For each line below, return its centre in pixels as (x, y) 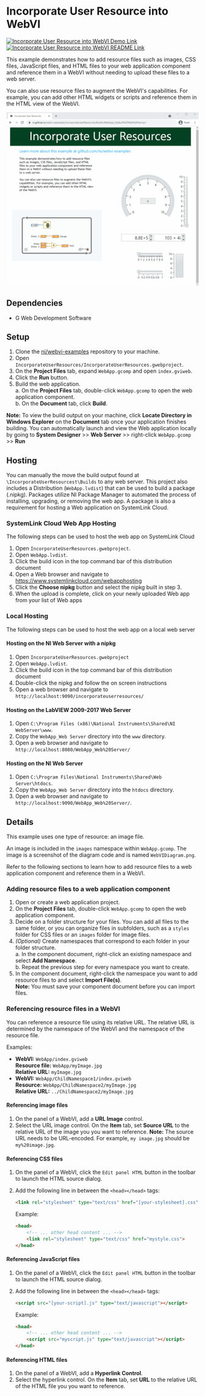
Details (20, 822)
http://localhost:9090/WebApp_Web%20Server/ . (74, 803)
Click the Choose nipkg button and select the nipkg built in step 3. (98, 588)
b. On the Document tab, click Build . (61, 403)
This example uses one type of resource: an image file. (75, 837)
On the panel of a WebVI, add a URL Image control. (79, 1118)
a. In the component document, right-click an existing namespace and (103, 954)
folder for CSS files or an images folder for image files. (83, 935)
